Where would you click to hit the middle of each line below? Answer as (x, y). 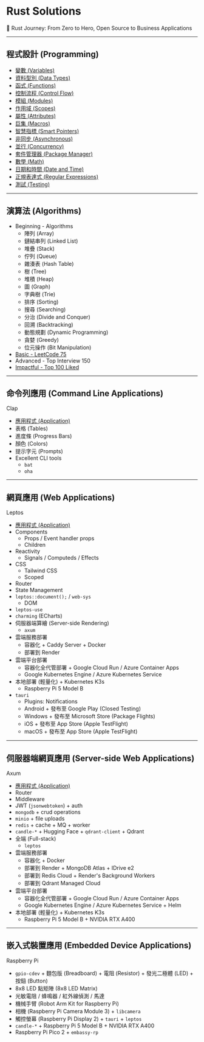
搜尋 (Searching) (45, 309)
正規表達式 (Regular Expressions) (57, 176)
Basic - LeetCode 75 (41, 354)
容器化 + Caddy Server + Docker (65, 645)
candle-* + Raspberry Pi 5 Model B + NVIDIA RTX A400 (85, 1026)
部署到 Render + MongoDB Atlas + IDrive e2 (79, 868)
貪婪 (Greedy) (42, 339)
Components (31, 532)
